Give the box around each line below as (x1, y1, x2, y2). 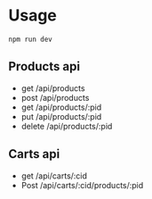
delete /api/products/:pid (20, 120, 113, 131)
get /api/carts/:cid (20, 170, 88, 181)
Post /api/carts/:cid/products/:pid (20, 179, 144, 190)
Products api (8, 59, 81, 74)
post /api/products (20, 92, 90, 103)
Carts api (8, 146, 60, 162)
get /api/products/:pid (20, 102, 102, 112)
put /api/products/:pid (20, 111, 102, 121)
